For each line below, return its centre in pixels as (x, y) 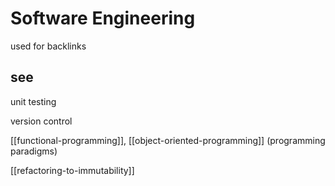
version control (41, 121)
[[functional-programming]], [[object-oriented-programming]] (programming (168, 140)
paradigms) (34, 151)
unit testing (33, 101)
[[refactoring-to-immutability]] (72, 170)
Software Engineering (103, 18)
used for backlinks (48, 46)
